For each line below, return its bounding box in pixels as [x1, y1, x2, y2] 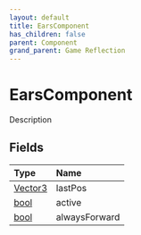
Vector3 [13, 181, 47, 194]
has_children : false [9, 29, 87, 38]
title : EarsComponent [9, 21, 90, 30]
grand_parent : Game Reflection [9, 46, 126, 55]
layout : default [9, 13, 70, 22]
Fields [9, 140, 45, 155]
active [55, 196, 82, 208]
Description [9, 114, 52, 125]
